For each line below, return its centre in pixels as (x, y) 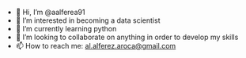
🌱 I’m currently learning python (66, 29)
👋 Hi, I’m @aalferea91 (50, 12)
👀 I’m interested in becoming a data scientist (88, 20)
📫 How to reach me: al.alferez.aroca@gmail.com (96, 46)
